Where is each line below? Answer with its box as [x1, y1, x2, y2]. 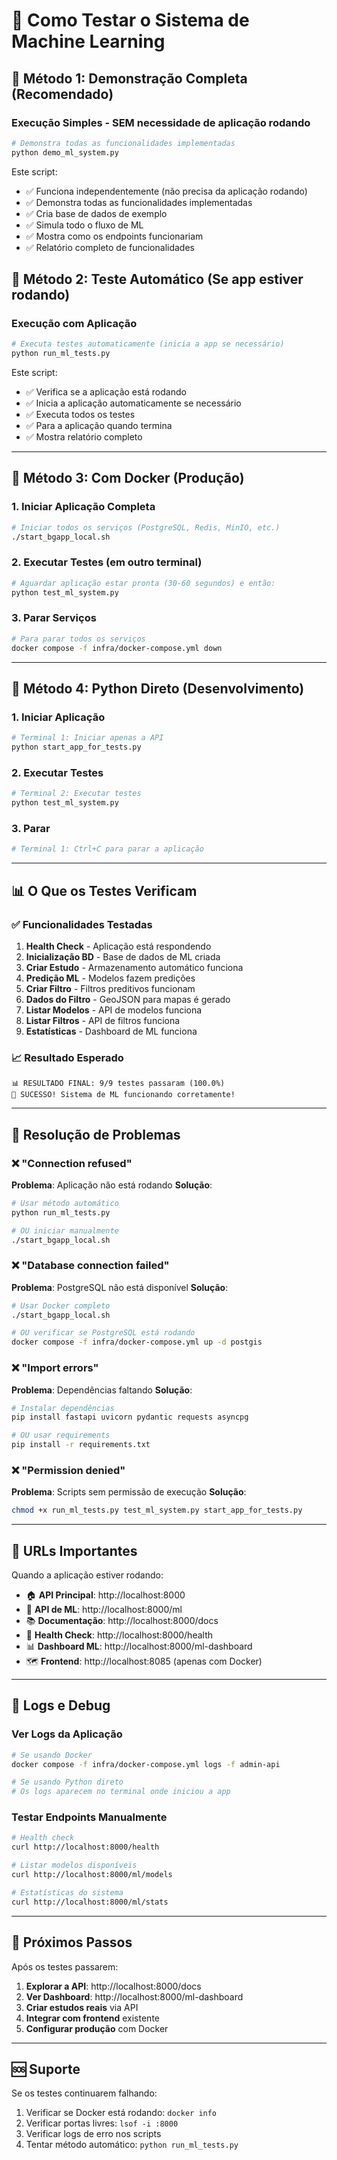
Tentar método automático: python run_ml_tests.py [25, 2139, 239, 2151]
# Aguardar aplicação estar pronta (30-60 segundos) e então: [11, 578, 276, 588]
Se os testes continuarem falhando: [11, 2087, 158, 2099]
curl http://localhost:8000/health [11, 1842, 160, 1853]
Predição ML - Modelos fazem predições [25, 972, 196, 984]
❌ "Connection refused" [11, 1156, 133, 1170]
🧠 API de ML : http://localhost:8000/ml [25, 1604, 183, 1615]
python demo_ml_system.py [11, 147, 119, 158]
